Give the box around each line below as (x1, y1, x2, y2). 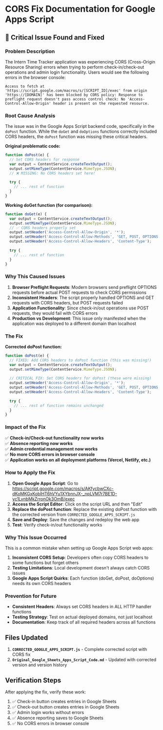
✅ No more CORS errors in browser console (5, 451, 95, 457)
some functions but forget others (12, 560, 79, 566)
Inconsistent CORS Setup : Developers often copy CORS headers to (12, 555, 149, 561)
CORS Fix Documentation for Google (5, 3, 156, 15)
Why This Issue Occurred (5, 534, 67, 541)
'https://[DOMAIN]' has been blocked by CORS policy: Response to (5, 92, 143, 97)
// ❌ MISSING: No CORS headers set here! (9, 171, 96, 176)
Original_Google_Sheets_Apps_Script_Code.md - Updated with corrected (12, 657, 157, 663)
